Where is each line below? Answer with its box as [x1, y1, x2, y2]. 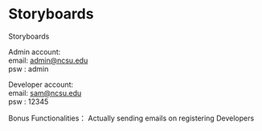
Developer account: [8, 80, 74, 89]
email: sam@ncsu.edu [8, 88, 82, 97]
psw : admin [8, 63, 49, 73]
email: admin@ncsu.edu [8, 55, 88, 65]
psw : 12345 [8, 96, 49, 106]
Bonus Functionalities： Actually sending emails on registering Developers [8, 113, 255, 123]
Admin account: [8, 47, 61, 56]
